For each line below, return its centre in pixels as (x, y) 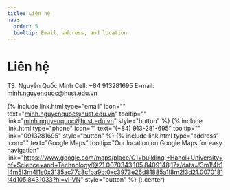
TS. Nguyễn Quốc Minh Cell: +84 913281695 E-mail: (81, 86)
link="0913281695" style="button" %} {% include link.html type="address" (113, 136)
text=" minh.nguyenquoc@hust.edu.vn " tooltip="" (77, 114)
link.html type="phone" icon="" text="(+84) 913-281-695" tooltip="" (104, 129)
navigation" (23, 150)
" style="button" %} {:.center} (123, 180)
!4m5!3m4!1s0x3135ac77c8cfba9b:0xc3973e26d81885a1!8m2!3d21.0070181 (115, 172)
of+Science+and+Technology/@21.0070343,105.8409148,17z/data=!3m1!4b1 (115, 165)
